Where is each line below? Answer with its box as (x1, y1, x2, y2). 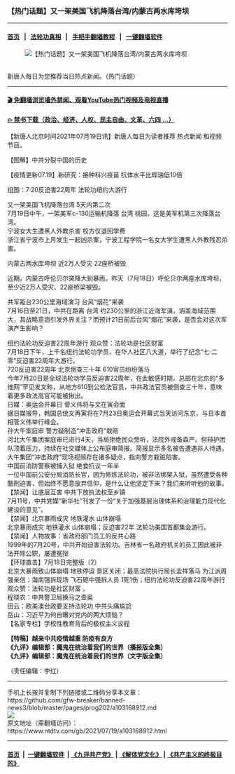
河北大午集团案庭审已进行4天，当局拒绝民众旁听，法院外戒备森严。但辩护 (7, 435, 220, 444)
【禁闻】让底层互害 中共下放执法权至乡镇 (7, 488, 126, 496)
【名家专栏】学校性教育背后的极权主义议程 (7, 619, 130, 628)
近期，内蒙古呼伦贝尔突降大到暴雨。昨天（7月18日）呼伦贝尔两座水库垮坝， (7, 274, 226, 283)
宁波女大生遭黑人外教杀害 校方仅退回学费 (7, 226, 126, 236)
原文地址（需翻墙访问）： (7, 719, 78, 727)
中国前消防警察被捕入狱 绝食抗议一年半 (7, 461, 120, 470)
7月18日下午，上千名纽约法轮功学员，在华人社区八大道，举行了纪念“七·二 (7, 348, 218, 356)
